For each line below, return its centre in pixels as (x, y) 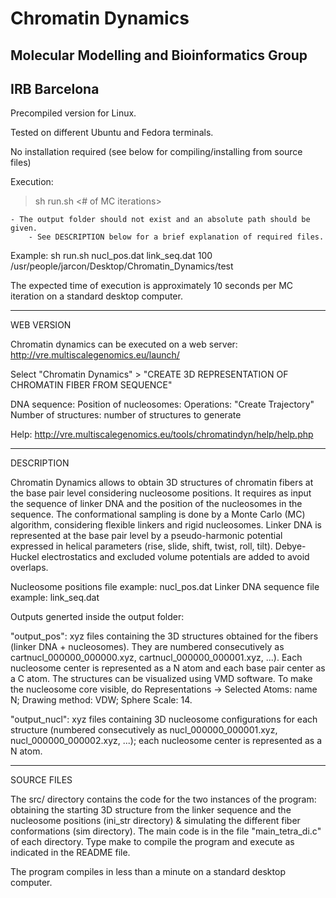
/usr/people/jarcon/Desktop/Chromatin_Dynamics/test (122, 266)
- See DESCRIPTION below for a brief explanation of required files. (176, 237)
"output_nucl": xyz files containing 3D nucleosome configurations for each (164, 719)
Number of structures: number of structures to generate (126, 415)
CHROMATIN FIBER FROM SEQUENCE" (91, 385)
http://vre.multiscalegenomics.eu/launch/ (95, 355)
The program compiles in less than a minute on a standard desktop (148, 872)
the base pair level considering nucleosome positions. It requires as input (161, 493)
